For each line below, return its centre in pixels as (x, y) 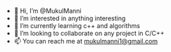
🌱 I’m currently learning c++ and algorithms (77, 26)
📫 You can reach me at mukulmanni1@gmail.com (86, 41)
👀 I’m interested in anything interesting (70, 18)
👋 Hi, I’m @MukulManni (48, 11)
